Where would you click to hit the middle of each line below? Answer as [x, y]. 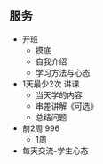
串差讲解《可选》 [67, 106]
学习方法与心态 [63, 72]
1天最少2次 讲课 [51, 84]
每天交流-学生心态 [55, 151]
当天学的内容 [59, 94]
